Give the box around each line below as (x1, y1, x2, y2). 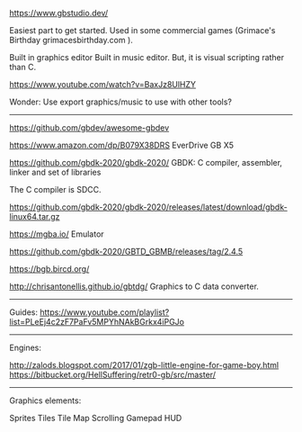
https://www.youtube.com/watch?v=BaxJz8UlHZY (9, 79, 196, 89)
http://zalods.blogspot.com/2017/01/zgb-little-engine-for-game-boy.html (9, 360, 280, 370)
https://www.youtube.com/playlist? (40, 307, 170, 318)
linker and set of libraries (9, 166, 102, 177)
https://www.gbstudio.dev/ (9, 8, 109, 18)
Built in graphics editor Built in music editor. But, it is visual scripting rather (9, 52, 285, 62)
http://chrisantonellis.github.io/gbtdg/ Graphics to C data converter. (9, 281, 259, 292)
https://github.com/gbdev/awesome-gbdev (9, 122, 170, 133)
